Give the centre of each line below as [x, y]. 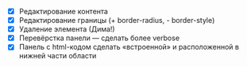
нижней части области [58, 56]
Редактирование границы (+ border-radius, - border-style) [117, 20]
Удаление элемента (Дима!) [67, 29]
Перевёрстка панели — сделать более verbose [99, 38]
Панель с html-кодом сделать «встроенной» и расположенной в [129, 47]
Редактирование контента [64, 11]
